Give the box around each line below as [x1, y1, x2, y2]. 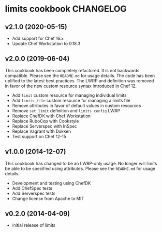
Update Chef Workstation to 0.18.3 [12, 41, 81, 46]
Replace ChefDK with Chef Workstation [12, 113, 91, 119]
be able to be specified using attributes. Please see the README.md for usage [5, 166, 156, 171]
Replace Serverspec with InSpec [12, 123, 77, 129]
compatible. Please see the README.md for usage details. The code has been [5, 73, 155, 78]
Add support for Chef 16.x [12, 35, 64, 41]
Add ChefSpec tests [12, 185, 52, 191]
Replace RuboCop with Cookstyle [12, 118, 79, 124]
